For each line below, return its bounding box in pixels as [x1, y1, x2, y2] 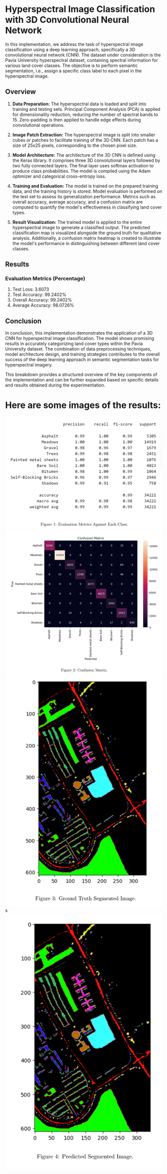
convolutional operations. [12, 122, 65, 128]
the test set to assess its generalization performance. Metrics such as [12, 193, 156, 199]
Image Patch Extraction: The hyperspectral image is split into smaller [12, 131, 156, 138]
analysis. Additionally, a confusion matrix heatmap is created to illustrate [12, 235, 162, 241]
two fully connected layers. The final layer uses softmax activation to [12, 162, 154, 168]
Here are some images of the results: [5, 399, 161, 411]
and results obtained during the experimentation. [5, 382, 106, 388]
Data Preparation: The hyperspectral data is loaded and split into [12, 101, 147, 107]
